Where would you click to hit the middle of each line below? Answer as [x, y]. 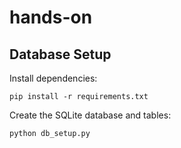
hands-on [51, 17]
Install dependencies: [53, 78]
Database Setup [60, 54]
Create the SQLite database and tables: [90, 115]
